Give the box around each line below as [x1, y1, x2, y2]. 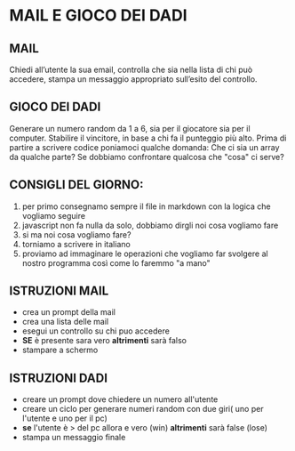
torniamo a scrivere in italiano [21, 238, 131, 249]
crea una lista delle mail [21, 317, 109, 327]
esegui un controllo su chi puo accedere [21, 326, 171, 336]
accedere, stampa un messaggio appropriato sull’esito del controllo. [9, 74, 258, 85]
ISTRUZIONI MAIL [9, 284, 109, 299]
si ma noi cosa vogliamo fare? [21, 229, 132, 240]
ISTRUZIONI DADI [9, 370, 108, 385]
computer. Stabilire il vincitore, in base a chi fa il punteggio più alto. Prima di [9, 133, 287, 143]
